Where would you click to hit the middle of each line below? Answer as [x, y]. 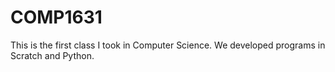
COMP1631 [56, 17]
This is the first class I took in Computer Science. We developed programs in [168, 45]
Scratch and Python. [52, 55]
